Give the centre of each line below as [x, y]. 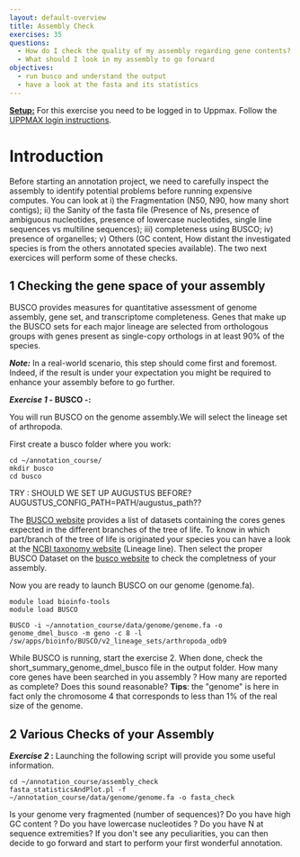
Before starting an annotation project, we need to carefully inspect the [139, 181]
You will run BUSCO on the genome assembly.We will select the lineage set [148, 417]
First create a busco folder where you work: [90, 444]
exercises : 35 [36, 34]
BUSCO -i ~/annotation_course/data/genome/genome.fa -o [116, 626]
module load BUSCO [44, 610]
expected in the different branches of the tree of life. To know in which [140, 530]
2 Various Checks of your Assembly [112, 734]
